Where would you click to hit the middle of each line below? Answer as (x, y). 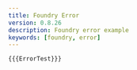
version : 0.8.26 (35, 23)
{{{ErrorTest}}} (35, 59)
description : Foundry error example (68, 30)
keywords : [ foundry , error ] (55, 37)
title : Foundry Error (44, 15)
